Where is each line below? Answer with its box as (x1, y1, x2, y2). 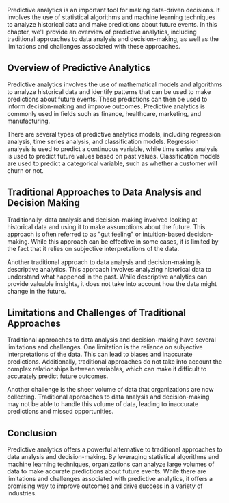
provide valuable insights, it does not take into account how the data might (7, 279, 217, 288)
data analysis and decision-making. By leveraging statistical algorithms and (7, 453, 219, 461)
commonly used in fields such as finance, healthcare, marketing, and (7, 109, 202, 117)
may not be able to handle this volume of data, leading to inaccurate (7, 400, 199, 408)
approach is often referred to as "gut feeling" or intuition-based (7, 230, 186, 238)
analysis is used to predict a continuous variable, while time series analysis (7, 144, 219, 153)
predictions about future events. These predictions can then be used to (7, 95, 208, 103)
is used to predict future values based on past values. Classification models (7, 152, 220, 160)
